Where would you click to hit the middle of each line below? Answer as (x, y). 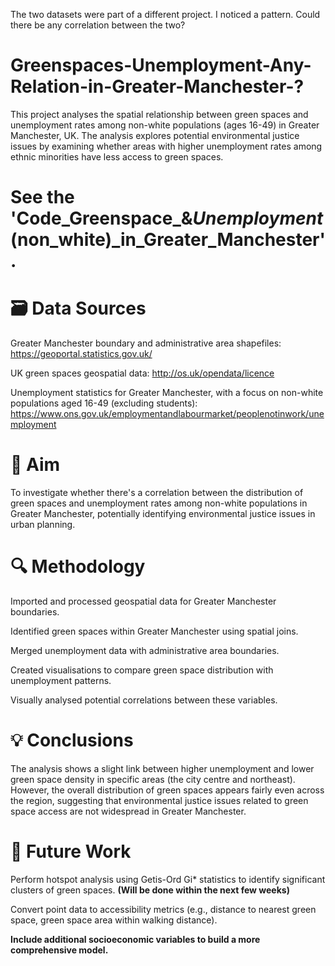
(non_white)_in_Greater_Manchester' (168, 240)
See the (42, 197)
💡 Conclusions (72, 740)
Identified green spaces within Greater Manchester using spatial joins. (154, 631)
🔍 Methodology (78, 566)
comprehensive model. (59, 950)
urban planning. (43, 524)
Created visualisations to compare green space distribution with (142, 670)
